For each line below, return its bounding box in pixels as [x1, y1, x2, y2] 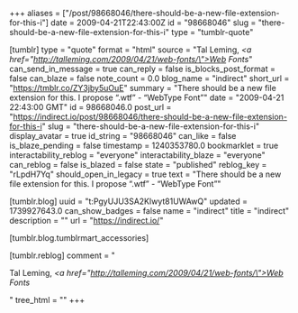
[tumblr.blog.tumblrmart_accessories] [9, 233, 149, 243]
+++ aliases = [9, 8, 61, 18]
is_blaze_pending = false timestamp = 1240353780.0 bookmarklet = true [9, 140, 279, 151]
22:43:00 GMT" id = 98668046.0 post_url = [9, 102, 172, 112]
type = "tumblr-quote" [170, 27, 254, 37]
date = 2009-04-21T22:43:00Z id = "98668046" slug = [50, 17, 257, 28]
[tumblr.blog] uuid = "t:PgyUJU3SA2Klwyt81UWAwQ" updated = [9, 196, 248, 207]
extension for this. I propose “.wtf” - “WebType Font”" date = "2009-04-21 [9, 92, 284, 103]
